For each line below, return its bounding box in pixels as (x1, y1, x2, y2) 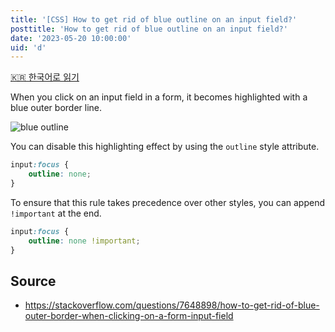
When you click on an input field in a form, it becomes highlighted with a (10, 91, 308, 103)
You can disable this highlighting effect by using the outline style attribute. (10, 141, 320, 153)
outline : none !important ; (28, 236, 141, 246)
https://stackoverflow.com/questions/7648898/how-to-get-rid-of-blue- (24, 299, 320, 311)
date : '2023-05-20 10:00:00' (10, 33, 132, 43)
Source (10, 272, 57, 290)
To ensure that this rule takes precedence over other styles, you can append (10, 196, 325, 208)
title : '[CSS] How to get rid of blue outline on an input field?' (10, 14, 298, 25)
